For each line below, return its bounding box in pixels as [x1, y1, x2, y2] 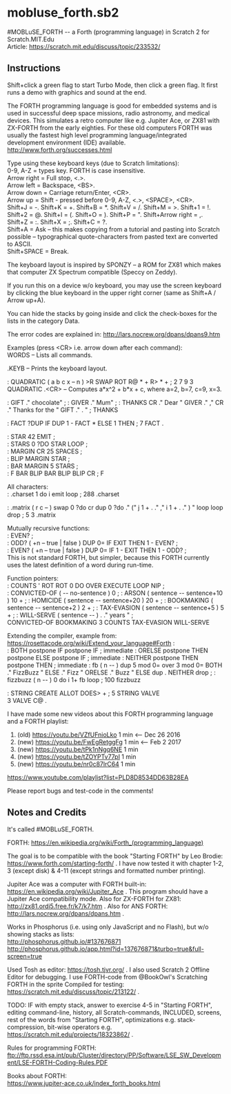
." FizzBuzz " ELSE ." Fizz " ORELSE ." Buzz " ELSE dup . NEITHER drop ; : [7, 668, 216, 677]
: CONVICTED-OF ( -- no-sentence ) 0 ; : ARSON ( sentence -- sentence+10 [7, 589, 223, 597]
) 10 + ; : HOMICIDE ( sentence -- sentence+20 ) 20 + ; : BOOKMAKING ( [7, 596, 214, 604]
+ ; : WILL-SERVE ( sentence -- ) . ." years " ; [7, 610, 134, 619]
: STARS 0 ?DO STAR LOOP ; [7, 440, 88, 448]
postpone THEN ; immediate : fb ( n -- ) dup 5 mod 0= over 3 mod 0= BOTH [7, 661, 223, 669]
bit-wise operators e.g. [47, 1023, 112, 1031]
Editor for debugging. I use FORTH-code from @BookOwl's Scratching [7, 972, 208, 981]
